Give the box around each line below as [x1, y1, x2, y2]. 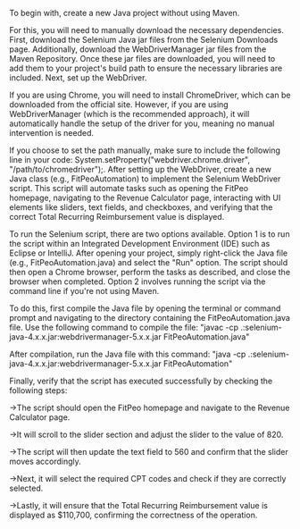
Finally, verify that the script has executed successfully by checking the [9, 375, 273, 386]
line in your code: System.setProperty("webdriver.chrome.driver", [9, 155, 251, 164]
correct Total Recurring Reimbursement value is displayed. [9, 212, 225, 222]
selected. [9, 483, 44, 493]
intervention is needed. [9, 128, 95, 138]
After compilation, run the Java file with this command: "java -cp [9, 348, 246, 359]
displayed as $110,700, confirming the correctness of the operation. [9, 509, 258, 520]
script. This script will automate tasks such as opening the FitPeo [9, 183, 249, 193]
